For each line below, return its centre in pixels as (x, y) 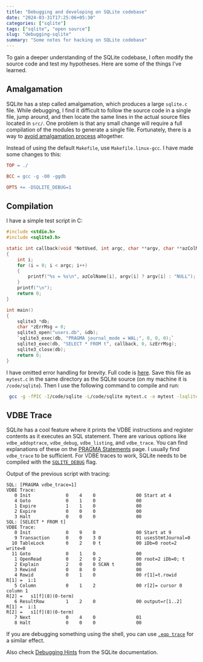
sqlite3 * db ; (34, 321)
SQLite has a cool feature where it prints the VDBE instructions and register (100, 430)
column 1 (17, 591)
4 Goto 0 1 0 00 (78, 501)
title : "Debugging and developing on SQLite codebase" (77, 12)
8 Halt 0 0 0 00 (78, 623)
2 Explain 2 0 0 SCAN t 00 (78, 564)
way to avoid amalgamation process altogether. (65, 136)
